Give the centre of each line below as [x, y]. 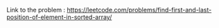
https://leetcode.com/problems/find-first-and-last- [139, 10]
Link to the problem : [36, 10]
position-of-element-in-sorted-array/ [59, 17]
